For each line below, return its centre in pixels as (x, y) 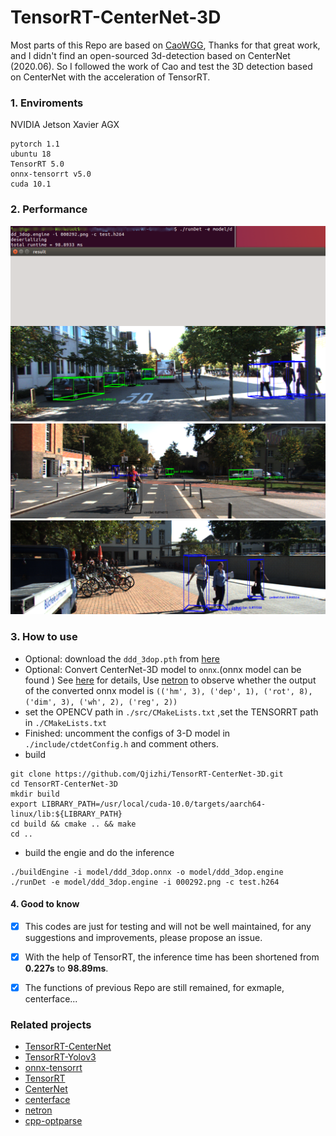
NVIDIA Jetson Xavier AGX (65, 125)
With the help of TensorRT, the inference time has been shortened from (172, 957)
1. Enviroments (47, 103)
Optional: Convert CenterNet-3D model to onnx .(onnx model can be (163, 669)
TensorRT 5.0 (37, 164)
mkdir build (35, 794)
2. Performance (49, 209)
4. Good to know (45, 904)
